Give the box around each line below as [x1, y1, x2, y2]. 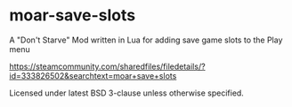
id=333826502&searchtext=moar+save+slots [9, 70, 177, 80]
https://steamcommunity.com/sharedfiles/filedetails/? [9, 61, 207, 72]
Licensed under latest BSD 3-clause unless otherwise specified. [9, 88, 245, 98]
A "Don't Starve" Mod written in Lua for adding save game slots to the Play [9, 34, 283, 45]
